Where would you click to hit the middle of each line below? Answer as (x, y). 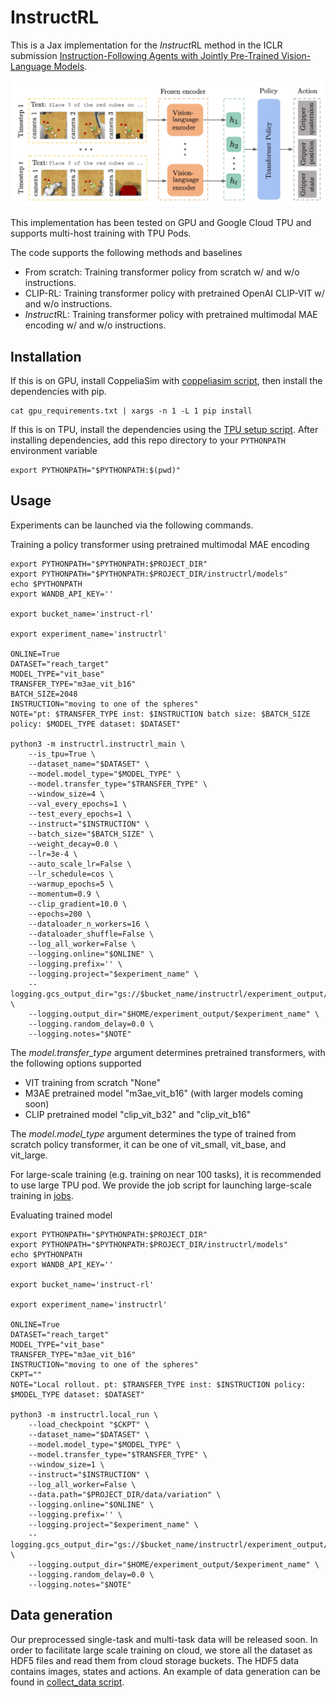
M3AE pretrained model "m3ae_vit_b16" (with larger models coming (164, 1093)
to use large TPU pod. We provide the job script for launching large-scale (161, 1185)
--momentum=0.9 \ (64, 894)
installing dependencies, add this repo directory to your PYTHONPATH (148, 440)
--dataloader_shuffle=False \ (91, 934)
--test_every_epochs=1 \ (80, 814)
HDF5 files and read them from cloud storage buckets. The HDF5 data (155, 1660)
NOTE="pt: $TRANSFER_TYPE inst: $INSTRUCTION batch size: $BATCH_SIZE (160, 714)
